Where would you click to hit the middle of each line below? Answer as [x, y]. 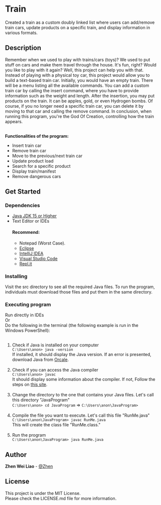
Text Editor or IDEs [31, 221]
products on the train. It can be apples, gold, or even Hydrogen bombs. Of [79, 101]
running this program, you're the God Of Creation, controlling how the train [80, 116]
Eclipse [26, 248]
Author [16, 455]
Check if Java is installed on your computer [56, 345]
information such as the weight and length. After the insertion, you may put [80, 96]
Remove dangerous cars [36, 176]
